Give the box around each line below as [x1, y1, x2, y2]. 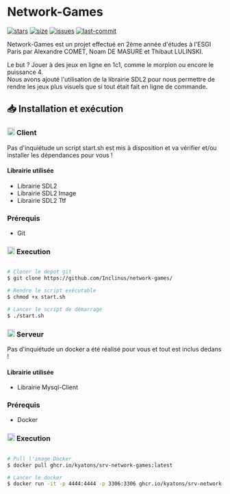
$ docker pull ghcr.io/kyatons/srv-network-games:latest [7, 462, 173, 469]
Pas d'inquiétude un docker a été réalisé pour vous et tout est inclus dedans [7, 345, 222, 353]
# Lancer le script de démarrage [7, 306, 103, 312]
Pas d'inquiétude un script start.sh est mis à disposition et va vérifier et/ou [7, 143, 217, 151]
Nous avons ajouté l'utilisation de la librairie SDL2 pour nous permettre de [7, 75, 216, 83]
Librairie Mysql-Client [16, 383, 79, 391]
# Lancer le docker [7, 474, 63, 481]
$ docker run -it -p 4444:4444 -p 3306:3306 [7, 480, 136, 487]
